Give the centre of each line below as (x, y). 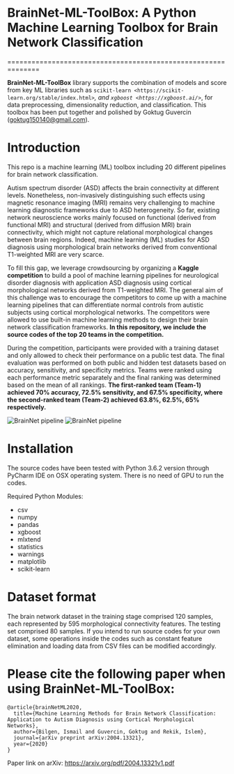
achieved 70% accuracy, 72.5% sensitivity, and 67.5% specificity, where (115, 392)
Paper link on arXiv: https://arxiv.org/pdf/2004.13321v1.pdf (91, 763)
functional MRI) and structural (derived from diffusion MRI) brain (99, 225)
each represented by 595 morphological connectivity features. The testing (114, 624)
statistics (30, 546)
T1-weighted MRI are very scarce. (56, 254)
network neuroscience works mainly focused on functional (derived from (112, 217)
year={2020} (31, 744)
